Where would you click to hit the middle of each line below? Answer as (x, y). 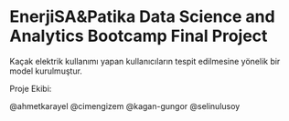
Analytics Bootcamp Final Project (139, 36)
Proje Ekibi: (31, 88)
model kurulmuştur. (46, 71)
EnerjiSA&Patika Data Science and (143, 17)
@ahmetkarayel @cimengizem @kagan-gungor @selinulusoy (125, 106)
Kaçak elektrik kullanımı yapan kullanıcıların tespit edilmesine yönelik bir (145, 61)
